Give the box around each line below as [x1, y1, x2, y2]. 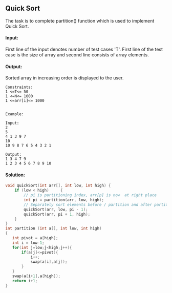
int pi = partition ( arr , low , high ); [24, 197, 104, 203]
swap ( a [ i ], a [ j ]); [30, 259, 68, 264]
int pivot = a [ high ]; [12, 236, 58, 241]
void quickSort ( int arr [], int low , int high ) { [5, 183, 111, 189]
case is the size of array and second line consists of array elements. [5, 52, 149, 58]
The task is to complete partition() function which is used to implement [5, 17, 155, 24]
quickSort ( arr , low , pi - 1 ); [24, 207, 88, 212]
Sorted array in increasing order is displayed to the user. [5, 75, 124, 81]
